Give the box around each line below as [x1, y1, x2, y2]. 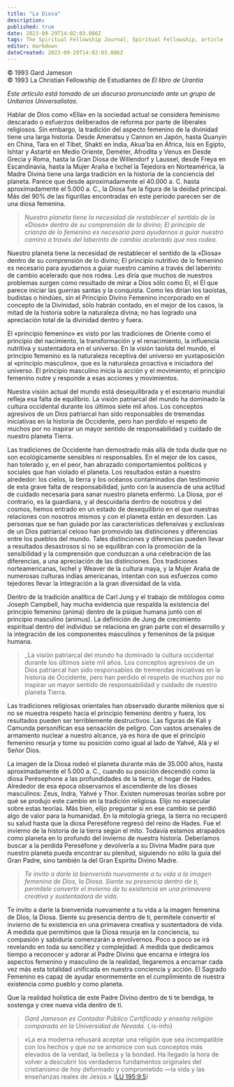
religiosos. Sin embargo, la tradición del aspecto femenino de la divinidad [7, 125, 219, 134]
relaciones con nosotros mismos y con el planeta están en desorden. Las [7, 512, 218, 521]
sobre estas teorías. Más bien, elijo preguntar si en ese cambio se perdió [7, 804, 217, 812]
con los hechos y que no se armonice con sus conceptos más [24, 1042, 203, 1051]
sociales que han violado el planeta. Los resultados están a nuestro [7, 468, 201, 476]
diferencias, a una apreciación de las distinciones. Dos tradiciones [7, 556, 198, 565]
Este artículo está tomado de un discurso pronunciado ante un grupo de [7, 89, 216, 98]
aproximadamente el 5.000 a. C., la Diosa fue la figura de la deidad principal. [7, 185, 228, 193]
